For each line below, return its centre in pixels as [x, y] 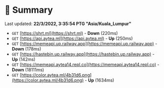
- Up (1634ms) [99, 80]
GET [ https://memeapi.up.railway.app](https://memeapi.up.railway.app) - [84, 43]
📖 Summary [29, 10]
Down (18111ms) [28, 70]
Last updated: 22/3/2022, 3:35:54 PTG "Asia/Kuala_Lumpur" [68, 24]
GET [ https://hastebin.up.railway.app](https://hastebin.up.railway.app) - [83, 54]
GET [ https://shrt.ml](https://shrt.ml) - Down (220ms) [65, 33]
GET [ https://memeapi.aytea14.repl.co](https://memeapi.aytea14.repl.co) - [85, 64]
